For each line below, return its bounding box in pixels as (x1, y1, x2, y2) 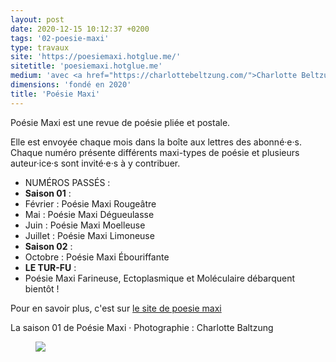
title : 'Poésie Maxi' (10, 89, 101, 99)
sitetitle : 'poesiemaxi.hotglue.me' (10, 61, 163, 71)
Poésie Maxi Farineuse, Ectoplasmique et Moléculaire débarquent (24, 272, 296, 284)
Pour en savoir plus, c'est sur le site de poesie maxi (10, 302, 222, 314)
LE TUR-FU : (24, 261, 77, 273)
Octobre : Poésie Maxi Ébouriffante (24, 251, 170, 263)
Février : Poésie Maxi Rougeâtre (24, 197, 157, 210)
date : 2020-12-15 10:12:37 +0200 (10, 24, 150, 34)
